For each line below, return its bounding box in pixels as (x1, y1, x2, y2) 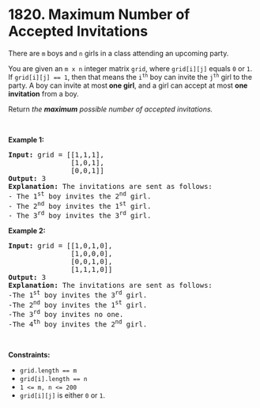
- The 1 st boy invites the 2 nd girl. (8, 190, 152, 201)
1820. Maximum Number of (8, 6, 190, 24)
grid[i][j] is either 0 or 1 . (19, 390, 105, 400)
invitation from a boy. (8, 89, 79, 98)
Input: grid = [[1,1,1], (8, 150, 104, 159)
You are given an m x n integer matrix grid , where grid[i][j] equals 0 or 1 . (8, 63, 253, 73)
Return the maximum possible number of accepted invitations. (8, 104, 213, 114)
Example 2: (8, 225, 46, 235)
